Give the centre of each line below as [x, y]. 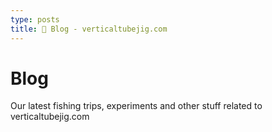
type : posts [35, 19]
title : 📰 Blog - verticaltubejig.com [89, 29]
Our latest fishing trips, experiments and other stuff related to [136, 106]
